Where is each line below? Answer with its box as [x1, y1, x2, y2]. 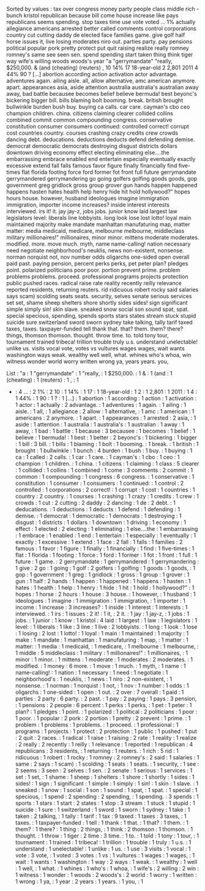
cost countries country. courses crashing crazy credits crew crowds [6, 129, 179, 136]
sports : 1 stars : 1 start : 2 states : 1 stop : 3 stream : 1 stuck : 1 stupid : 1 [15, 799, 196, 807]
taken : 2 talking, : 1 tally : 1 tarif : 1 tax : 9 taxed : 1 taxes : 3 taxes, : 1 [15, 812, 187, 820]
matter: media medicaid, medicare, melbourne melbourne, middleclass [6, 227, 185, 234]
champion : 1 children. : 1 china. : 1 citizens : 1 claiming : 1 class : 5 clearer [15, 460, 199, 467]
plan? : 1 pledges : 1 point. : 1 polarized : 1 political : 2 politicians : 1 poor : [15, 708, 198, 715]
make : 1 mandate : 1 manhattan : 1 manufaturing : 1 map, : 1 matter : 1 [15, 636, 188, 643]
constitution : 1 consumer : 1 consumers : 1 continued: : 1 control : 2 [15, 479, 184, 487]
